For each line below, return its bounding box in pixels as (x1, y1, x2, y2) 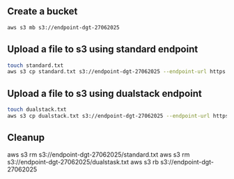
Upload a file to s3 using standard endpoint (7, 43, 198, 55)
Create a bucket (7, 6, 78, 17)
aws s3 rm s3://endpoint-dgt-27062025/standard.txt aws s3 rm (7, 150, 190, 159)
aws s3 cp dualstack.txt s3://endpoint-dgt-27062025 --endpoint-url (7, 112, 210, 119)
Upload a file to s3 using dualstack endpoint (7, 87, 202, 100)
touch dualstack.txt (7, 106, 68, 114)
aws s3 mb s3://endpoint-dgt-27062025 (7, 24, 120, 31)
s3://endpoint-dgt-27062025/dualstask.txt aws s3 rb (7, 157, 159, 166)
